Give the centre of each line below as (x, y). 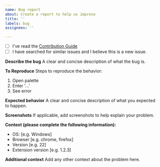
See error (22, 91)
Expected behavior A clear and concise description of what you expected (80, 101)
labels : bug (17, 23)
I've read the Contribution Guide (45, 46)
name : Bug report (23, 10)
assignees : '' (20, 28)
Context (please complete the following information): (61, 125)
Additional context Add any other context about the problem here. (73, 160)
